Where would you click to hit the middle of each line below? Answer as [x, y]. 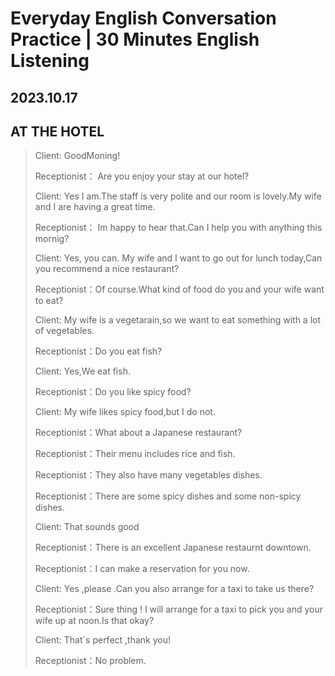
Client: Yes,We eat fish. [82, 371]
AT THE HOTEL [57, 131]
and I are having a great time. [95, 207]
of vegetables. [64, 331]
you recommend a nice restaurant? [107, 269]
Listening [50, 61]
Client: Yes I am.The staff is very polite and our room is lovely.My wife [178, 196]
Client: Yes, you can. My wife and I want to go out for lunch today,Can [178, 258]
